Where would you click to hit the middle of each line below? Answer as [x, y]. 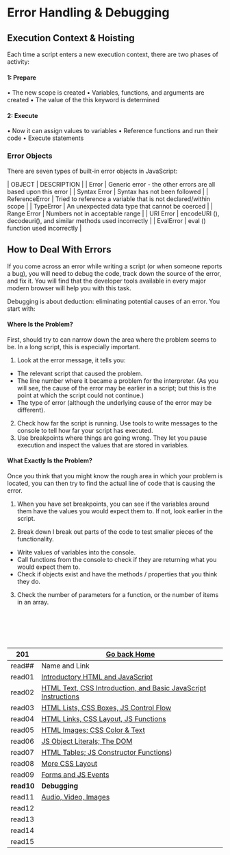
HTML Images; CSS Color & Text [93, 730]
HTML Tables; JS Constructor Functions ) [106, 752]
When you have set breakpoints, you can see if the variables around [113, 504]
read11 [22, 797]
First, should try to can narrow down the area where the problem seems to [112, 339]
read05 [22, 730]
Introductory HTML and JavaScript [97, 677]
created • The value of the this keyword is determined [83, 100]
